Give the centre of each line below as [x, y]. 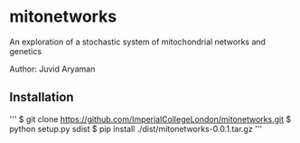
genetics [26, 51]
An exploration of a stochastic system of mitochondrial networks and [138, 42]
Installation [42, 97]
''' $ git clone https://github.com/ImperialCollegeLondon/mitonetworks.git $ [150, 119]
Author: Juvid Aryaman [52, 69]
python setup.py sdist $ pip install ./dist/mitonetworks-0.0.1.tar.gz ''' [136, 129]
